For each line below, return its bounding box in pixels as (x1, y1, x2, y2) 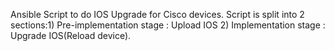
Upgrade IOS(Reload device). (10, 30, 132, 41)
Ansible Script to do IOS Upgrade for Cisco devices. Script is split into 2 (10, 9, 305, 20)
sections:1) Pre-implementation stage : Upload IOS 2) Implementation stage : (10, 19, 326, 31)
